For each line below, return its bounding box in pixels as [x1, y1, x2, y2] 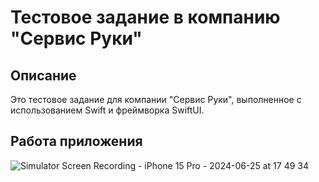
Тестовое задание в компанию [10, 6, 281, 29]
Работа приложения [10, 133, 143, 150]
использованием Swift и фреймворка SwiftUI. [10, 104, 205, 116]
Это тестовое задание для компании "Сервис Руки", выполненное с [10, 94, 302, 105]
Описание [10, 67, 77, 84]
